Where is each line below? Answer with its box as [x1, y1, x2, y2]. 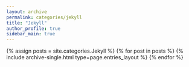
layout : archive [6, 8, 47, 15]
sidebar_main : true [6, 31, 56, 37]
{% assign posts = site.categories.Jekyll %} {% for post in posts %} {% [6, 47, 184, 54]
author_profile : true [6, 25, 61, 32]
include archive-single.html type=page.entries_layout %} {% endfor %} [6, 54, 184, 61]
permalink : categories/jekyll [6, 14, 83, 20]
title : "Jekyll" [6, 20, 47, 26]
